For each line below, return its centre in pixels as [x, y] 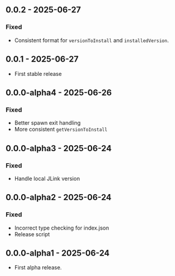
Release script [32, 234]
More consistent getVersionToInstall [61, 130]
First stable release [38, 74]
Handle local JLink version [47, 178]
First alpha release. [38, 268]
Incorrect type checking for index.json [62, 228]
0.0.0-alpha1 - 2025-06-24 [58, 253]
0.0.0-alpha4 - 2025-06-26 [59, 93]
